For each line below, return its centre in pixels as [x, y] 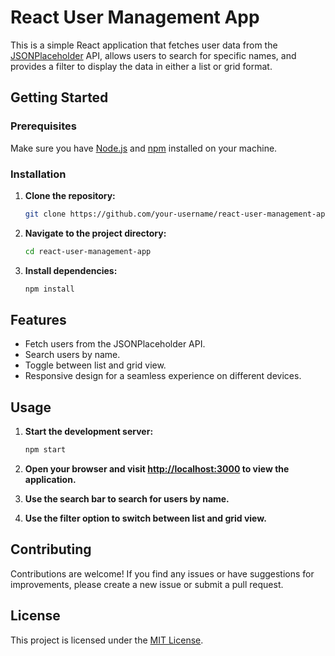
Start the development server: [89, 432]
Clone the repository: [70, 195]
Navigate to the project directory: [95, 233]
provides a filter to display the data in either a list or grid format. [141, 66]
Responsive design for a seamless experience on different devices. [163, 376]
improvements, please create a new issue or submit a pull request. [147, 584]
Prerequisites [43, 126]
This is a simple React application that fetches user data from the [144, 45]
